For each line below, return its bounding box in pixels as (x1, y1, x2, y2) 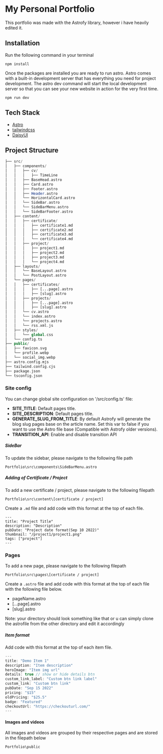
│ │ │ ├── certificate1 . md (5, 223, 73, 228)
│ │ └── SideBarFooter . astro (5, 209, 73, 214)
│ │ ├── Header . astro (5, 191, 58, 196)
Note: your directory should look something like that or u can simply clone (5, 615, 154, 621)
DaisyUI (12, 132, 28, 138)
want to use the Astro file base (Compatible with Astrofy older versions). (12, 426, 158, 432)
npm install (5, 61, 29, 67)
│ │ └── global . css (5, 332, 54, 337)
